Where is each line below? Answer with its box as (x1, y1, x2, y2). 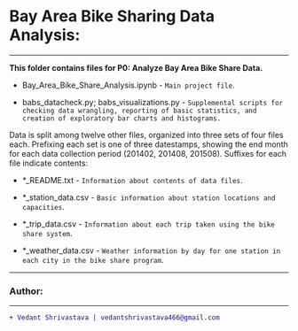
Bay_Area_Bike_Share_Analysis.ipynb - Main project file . (21, 80, 235, 90)
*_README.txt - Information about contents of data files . (21, 174, 243, 185)
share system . (21, 227, 73, 238)
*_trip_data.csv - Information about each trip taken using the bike (21, 219, 275, 229)
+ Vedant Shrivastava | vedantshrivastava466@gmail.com (9, 313, 220, 322)
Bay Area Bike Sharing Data (9, 6, 216, 27)
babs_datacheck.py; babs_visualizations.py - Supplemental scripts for (21, 96, 284, 107)
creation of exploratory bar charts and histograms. (21, 113, 222, 123)
